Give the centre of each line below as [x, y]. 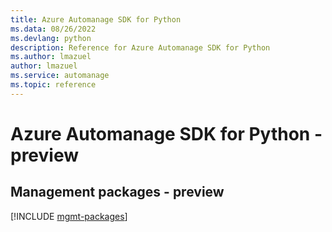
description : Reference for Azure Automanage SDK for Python [140, 47]
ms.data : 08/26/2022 [53, 29]
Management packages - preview [117, 192]
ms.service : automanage [60, 76]
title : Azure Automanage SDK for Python [96, 19]
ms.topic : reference [53, 85]
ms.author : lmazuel [51, 57]
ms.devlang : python [51, 38]
